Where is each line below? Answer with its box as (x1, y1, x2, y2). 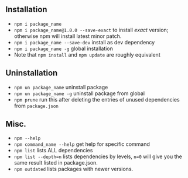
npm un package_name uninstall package (13, 83, 108, 90)
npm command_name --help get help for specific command (13, 141, 151, 148)
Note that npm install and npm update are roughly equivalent (13, 51, 160, 58)
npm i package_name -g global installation (13, 45, 114, 52)
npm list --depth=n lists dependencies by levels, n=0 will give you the (13, 153, 182, 160)
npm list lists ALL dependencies (13, 147, 93, 154)
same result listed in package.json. (13, 159, 98, 166)
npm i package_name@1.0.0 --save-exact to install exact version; (13, 26, 169, 33)
